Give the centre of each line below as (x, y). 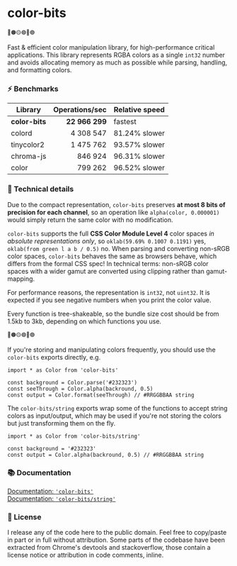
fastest (125, 122)
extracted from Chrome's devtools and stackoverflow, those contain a (109, 548)
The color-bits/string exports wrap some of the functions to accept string (117, 408)
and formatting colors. (40, 70)
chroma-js (29, 156)
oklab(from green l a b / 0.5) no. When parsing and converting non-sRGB (118, 248)
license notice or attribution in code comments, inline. (86, 555)
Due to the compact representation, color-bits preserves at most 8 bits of (116, 204)
